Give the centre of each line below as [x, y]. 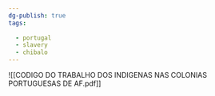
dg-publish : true [37, 15]
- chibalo [32, 52]
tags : [17, 23]
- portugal [34, 38]
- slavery [32, 45]
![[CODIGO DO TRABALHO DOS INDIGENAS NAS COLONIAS [108, 75]
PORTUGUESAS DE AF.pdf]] [55, 83]
